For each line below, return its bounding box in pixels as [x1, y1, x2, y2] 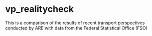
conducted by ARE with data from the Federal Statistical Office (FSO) [5, 25, 148, 31]
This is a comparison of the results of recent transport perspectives [5, 20, 145, 26]
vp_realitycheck [5, 3, 74, 15]
